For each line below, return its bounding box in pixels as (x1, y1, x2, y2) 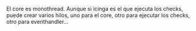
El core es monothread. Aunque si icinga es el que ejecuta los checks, (6, 5, 184, 12)
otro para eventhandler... (6, 18, 69, 25)
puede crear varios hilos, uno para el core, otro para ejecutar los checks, (6, 12, 190, 19)
